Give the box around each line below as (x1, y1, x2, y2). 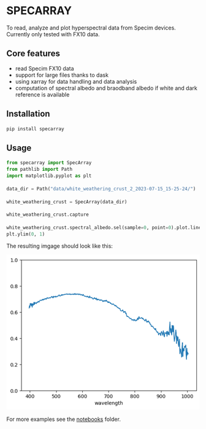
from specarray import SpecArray (6, 160, 92, 166)
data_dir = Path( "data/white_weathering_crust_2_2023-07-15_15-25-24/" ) (6, 186, 196, 192)
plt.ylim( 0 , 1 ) (6, 231, 45, 237)
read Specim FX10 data (15, 65, 75, 72)
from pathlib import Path (6, 167, 72, 173)
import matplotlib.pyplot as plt (6, 173, 92, 179)
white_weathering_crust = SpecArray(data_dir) (6, 199, 128, 205)
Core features (6, 49, 60, 59)
